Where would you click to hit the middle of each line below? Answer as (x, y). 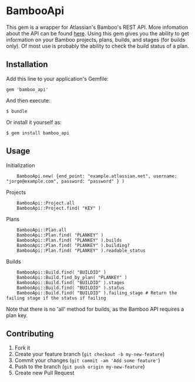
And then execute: (28, 100)
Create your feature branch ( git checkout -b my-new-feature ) (90, 354)
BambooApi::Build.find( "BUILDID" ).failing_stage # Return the (97, 293)
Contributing (30, 333)
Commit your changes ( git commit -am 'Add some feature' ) (87, 360)
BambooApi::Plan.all (42, 230)
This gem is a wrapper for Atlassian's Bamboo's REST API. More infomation (97, 27)
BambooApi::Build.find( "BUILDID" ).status (71, 288)
